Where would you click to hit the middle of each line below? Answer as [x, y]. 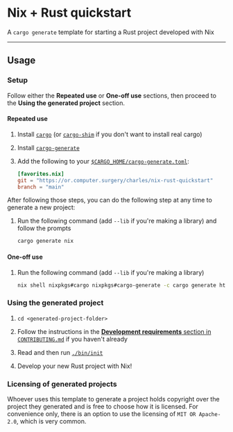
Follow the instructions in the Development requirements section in [114, 331]
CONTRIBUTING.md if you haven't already [72, 339]
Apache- [210, 415]
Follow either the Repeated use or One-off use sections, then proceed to [112, 95]
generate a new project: [41, 207]
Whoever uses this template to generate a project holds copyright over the [113, 399]
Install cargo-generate [48, 147]
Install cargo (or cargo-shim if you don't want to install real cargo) [110, 134]
